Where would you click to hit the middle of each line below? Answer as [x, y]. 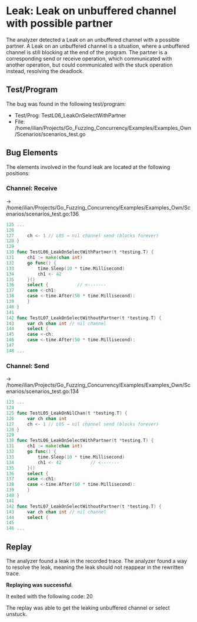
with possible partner [59, 23]
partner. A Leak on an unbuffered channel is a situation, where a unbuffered [98, 46]
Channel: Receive [32, 188]
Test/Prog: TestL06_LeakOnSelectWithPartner [70, 115]
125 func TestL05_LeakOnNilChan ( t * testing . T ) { [67, 413]
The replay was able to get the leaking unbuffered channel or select [88, 608]
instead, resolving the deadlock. [45, 71]
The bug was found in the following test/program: [66, 104]
